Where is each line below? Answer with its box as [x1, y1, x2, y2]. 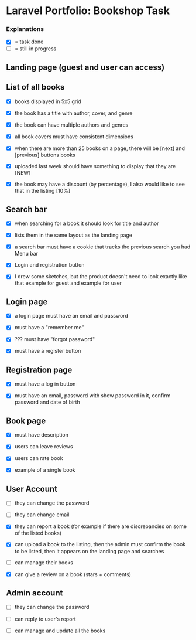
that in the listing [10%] [14, 188, 71, 195]
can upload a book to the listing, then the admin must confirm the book [14, 541, 186, 548]
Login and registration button [14, 261, 85, 268]
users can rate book [14, 455, 63, 462]
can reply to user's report [14, 615, 76, 622]
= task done [14, 38, 44, 45]
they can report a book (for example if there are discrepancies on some [14, 523, 187, 530]
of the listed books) [14, 529, 62, 537]
